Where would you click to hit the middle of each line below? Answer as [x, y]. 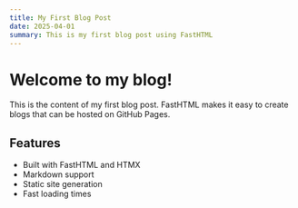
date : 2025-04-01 [42, 26]
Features [35, 143]
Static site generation [62, 184]
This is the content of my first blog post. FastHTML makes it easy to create [149, 104]
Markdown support [58, 174]
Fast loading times [57, 194]
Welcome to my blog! [91, 79]
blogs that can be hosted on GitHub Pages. [90, 114]
